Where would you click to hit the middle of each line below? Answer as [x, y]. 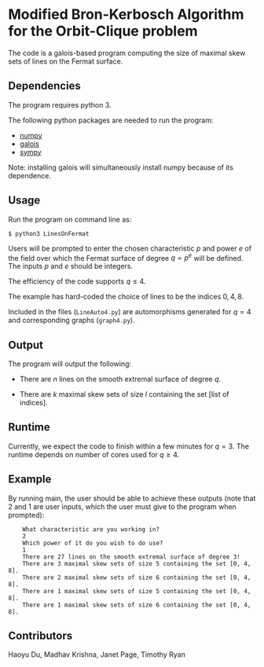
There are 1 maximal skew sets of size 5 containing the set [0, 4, [137, 591]
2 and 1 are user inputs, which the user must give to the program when [123, 506]
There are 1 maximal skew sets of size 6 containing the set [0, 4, [137, 605]
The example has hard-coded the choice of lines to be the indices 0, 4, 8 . [126, 297]
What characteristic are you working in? [91, 529]
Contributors [40, 636]
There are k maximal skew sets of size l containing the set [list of [124, 394]
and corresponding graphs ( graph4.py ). [71, 321]
